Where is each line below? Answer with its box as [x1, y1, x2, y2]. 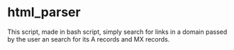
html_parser [7, 4, 81, 20]
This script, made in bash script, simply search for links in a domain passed [7, 27, 228, 36]
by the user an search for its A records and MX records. [7, 35, 170, 43]
